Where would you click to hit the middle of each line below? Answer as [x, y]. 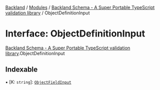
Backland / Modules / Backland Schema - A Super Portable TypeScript [80, 7]
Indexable [22, 70]
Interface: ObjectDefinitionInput [75, 34]
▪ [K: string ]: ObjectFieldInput [38, 82]
